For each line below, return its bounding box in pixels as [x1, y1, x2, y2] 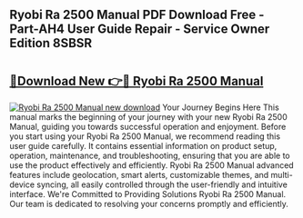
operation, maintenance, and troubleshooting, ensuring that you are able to [9, 150, 291, 161]
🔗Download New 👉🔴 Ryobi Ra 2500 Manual [9, 73, 264, 89]
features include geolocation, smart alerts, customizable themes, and [9, 170, 269, 180]
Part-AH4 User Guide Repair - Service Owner [9, 22, 270, 37]
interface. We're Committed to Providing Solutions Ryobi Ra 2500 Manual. [9, 189, 287, 199]
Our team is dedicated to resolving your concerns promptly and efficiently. [9, 199, 289, 209]
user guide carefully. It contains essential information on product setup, [9, 141, 278, 151]
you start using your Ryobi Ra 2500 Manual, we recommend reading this [9, 131, 280, 142]
